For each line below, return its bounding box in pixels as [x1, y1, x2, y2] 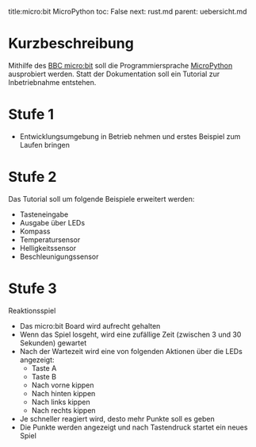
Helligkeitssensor [19, 243, 77, 252]
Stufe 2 [8, 168, 57, 186]
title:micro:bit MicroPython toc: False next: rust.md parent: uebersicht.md [8, 7, 247, 16]
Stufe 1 [8, 106, 54, 124]
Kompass [19, 226, 51, 236]
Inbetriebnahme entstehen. [8, 77, 97, 87]
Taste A [31, 363, 57, 372]
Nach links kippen [31, 397, 90, 407]
